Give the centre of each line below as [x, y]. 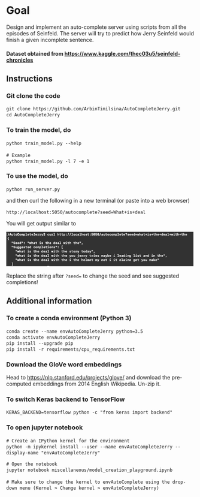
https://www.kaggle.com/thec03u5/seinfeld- [122, 53]
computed [19, 384]
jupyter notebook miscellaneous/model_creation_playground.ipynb [89, 470]
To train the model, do [39, 130]
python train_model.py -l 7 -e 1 [48, 161]
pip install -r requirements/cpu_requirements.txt [71, 349]
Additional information [49, 301]
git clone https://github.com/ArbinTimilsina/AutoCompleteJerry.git [93, 109]
